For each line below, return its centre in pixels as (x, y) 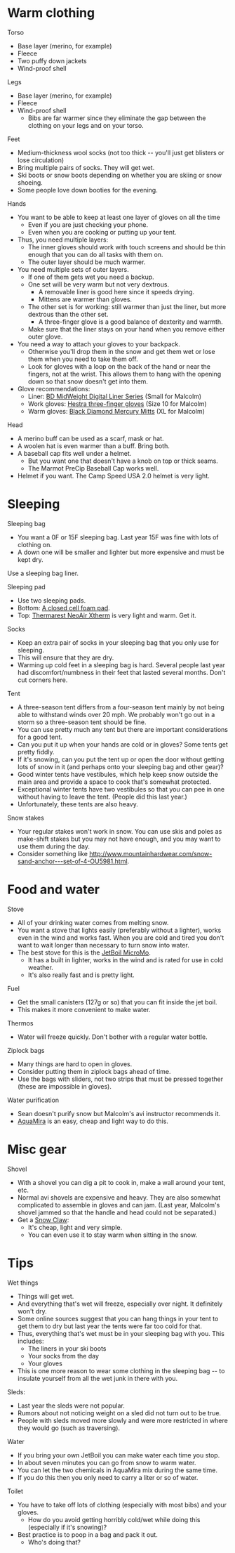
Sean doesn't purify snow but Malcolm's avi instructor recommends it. (119, 1113)
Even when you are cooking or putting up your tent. (102, 232)
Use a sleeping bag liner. (43, 573)
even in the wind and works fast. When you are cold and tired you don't (121, 937)
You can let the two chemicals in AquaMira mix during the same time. (117, 1470)
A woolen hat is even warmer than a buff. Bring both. (94, 446)
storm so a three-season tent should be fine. (82, 722)
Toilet (15, 1491)
